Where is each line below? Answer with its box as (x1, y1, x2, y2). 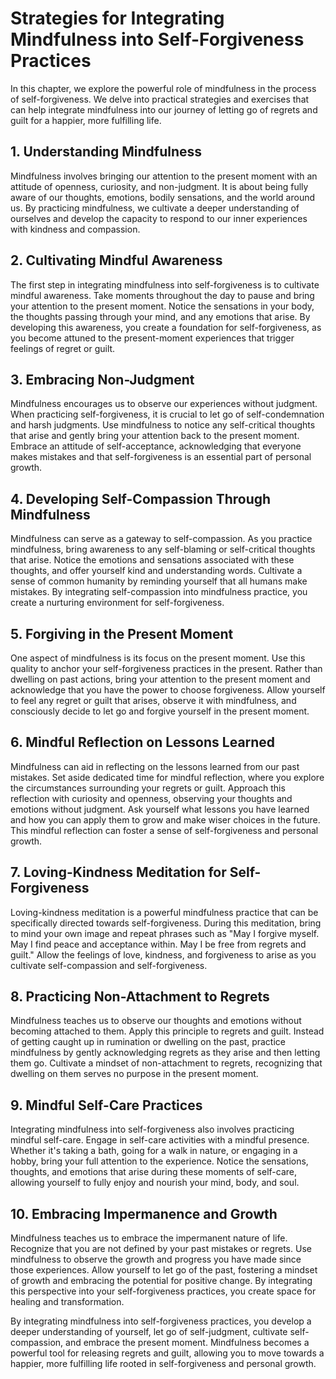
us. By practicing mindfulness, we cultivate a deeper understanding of (10, 202, 300, 214)
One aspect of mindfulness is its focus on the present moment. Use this (10, 652, 306, 664)
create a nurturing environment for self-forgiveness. (10, 597, 225, 609)
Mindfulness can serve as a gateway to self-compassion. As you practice (10, 533, 313, 545)
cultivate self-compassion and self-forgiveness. (10, 959, 208, 971)
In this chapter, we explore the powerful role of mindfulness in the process (10, 82, 317, 94)
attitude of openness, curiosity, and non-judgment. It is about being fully (10, 180, 309, 192)
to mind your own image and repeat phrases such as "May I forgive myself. (10, 927, 320, 939)
